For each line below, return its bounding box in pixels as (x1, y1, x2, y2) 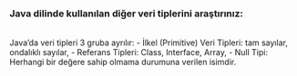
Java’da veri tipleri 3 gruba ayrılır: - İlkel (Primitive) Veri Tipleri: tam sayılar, (9, 37, 289, 48)
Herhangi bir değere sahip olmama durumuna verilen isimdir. (9, 57, 237, 68)
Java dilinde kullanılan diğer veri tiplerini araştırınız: (9, 7, 244, 20)
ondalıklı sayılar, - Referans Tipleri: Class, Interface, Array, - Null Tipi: (9, 47, 269, 58)
